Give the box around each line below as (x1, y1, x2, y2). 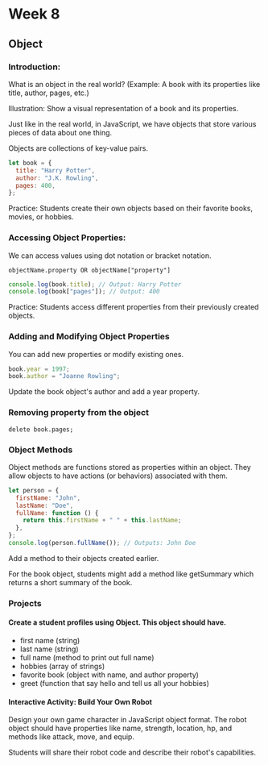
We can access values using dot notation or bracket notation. (8, 251, 212, 260)
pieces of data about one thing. (8, 127, 113, 137)
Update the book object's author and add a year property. (8, 387, 200, 397)
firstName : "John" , (15, 493, 81, 502)
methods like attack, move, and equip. (8, 732, 135, 742)
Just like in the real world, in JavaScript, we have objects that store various (8, 118, 257, 129)
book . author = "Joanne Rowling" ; (8, 372, 121, 380)
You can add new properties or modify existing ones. (8, 349, 183, 359)
